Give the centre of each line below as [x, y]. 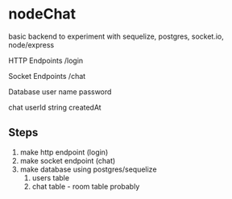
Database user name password [60, 91]
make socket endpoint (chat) [68, 160]
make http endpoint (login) [64, 152]
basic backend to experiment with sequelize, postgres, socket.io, [116, 36]
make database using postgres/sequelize [88, 169]
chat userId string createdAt [55, 107]
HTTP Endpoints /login [46, 60]
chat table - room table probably [86, 186]
